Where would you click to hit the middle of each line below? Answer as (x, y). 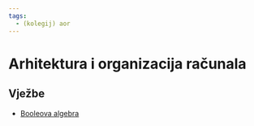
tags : (17, 16)
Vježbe (27, 94)
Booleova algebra (50, 113)
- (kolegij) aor (43, 24)
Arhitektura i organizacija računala (127, 64)
